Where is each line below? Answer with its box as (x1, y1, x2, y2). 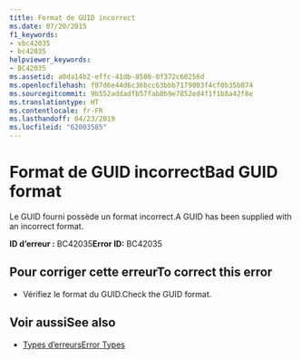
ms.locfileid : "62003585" (9, 123, 107, 132)
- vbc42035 (9, 38, 51, 48)
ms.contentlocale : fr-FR (9, 106, 103, 115)
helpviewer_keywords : (9, 55, 92, 64)
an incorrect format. (9, 220, 84, 231)
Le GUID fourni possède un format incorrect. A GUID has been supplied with (9, 210, 292, 222)
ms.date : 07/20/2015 (9, 22, 88, 31)
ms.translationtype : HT (9, 97, 100, 107)
